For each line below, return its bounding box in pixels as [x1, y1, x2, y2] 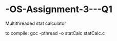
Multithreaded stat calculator [5, 20, 67, 26]
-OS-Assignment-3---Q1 [5, 4, 113, 15]
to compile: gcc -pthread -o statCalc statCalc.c [5, 30, 105, 36]
